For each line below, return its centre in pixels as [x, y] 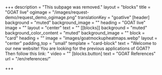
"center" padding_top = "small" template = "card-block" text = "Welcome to [81, 43]
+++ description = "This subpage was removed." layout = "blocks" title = [78, 7]
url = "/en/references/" [28, 59]
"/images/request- [71, 12]
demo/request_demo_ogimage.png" [41, 17]
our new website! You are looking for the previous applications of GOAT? [78, 48]
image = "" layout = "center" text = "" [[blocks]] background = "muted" [76, 28]
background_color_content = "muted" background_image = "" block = [75, 33]
